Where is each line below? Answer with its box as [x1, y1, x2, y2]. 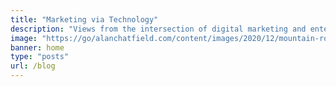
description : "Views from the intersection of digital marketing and [10, 24, 307, 34]
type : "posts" [10, 52, 70, 62]
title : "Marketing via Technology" [10, 14, 159, 25]
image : [10, 33, 38, 43]
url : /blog [10, 61, 56, 71]
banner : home [10, 42, 65, 53]
